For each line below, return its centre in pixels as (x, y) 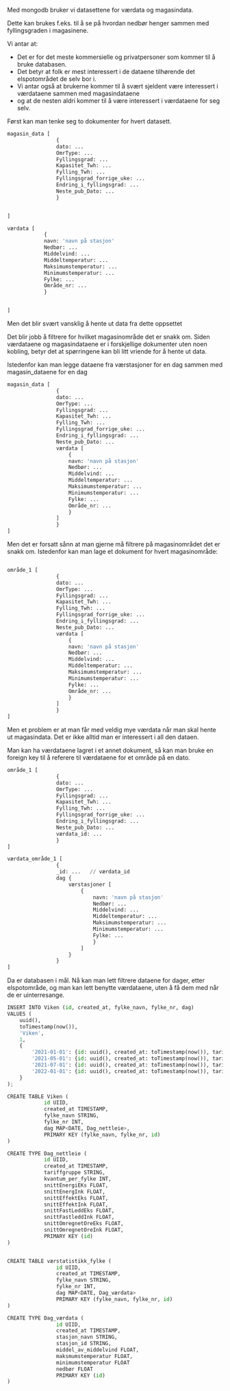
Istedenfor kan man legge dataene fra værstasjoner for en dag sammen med (115, 365)
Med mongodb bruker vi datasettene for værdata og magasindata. (100, 10)
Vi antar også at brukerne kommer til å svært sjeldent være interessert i (117, 86)
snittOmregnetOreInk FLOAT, (84, 1230)
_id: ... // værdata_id (93, 872)
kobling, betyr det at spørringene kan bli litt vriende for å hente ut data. (107, 351)
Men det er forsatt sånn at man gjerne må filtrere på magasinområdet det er (114, 544)
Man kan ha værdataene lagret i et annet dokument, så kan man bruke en (110, 750)
